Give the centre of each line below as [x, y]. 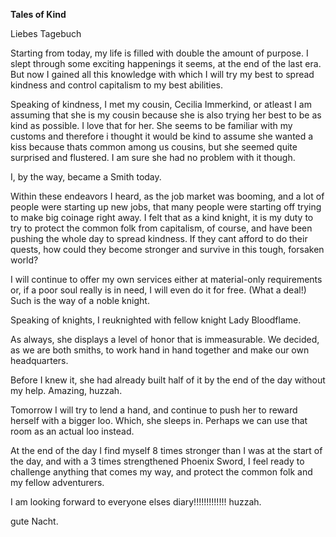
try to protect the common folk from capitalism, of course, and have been [161, 228]
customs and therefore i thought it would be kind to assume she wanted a [162, 136]
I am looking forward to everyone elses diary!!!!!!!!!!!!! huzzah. [136, 502]
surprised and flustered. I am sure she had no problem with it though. [153, 157]
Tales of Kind [38, 14]
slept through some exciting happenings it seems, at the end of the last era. [166, 63]
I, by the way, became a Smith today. [86, 177]
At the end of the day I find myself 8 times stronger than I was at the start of [166, 450]
